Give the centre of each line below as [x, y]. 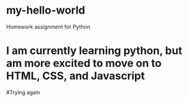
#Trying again [23, 92]
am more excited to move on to [84, 63]
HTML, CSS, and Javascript [75, 76]
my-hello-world [46, 10]
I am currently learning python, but [94, 51]
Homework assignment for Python [48, 27]
